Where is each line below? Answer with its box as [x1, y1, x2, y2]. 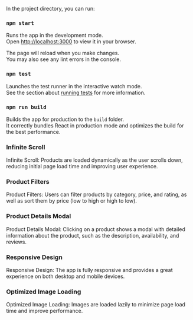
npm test [6, 71, 31, 78]
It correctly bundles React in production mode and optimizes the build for [6, 121, 184, 129]
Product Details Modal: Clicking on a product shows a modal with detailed [6, 225, 186, 233]
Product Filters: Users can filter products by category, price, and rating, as [6, 191, 187, 198]
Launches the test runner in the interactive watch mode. [6, 82, 143, 89]
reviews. [6, 238, 27, 245]
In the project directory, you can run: [6, 5, 95, 12]
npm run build [6, 104, 47, 110]
